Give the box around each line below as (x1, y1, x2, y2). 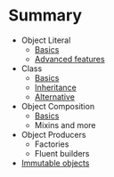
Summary (8, 5, 82, 26)
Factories (34, 139, 69, 149)
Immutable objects (20, 157, 90, 168)
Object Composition (20, 101, 95, 111)
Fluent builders (34, 148, 90, 158)
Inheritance (34, 82, 77, 93)
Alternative (34, 91, 75, 102)
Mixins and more (34, 119, 96, 130)
